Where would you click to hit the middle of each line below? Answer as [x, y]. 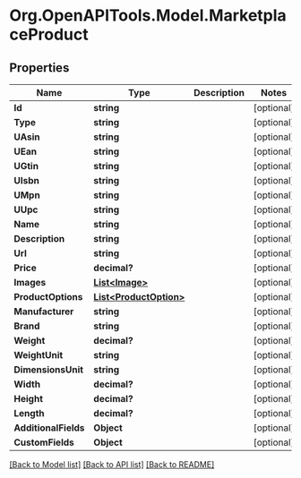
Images [30, 282]
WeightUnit [39, 355]
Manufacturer [44, 312]
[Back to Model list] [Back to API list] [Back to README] [112, 465]
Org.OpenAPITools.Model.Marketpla [148, 16]
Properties [39, 68]
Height [28, 399]
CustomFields [44, 442]
